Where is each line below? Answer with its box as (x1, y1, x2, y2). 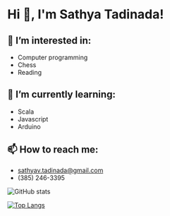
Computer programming (17, 53, 88, 61)
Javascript (17, 114, 49, 123)
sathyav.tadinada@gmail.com (17, 166, 104, 174)
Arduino (17, 122, 41, 131)
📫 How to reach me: (7, 144, 99, 156)
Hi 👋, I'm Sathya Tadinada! (7, 6, 164, 23)
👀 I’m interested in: (7, 35, 92, 47)
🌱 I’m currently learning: (7, 88, 116, 101)
